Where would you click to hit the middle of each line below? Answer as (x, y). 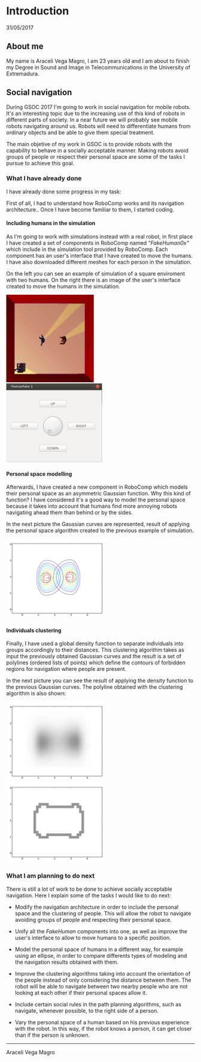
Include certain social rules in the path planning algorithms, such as (98, 1004)
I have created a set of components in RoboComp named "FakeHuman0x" (98, 243)
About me (25, 46)
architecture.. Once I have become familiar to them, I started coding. (90, 209)
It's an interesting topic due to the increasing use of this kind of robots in (96, 113)
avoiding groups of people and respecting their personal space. (93, 919)
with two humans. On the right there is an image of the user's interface (93, 280)
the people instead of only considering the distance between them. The (103, 980)
